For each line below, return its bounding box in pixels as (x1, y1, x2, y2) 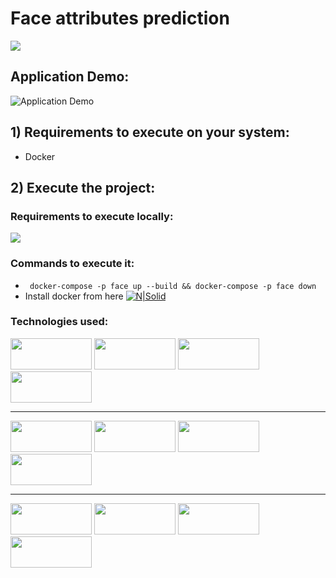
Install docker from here (24, 290, 124, 302)
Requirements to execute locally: (10, 209, 174, 223)
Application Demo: (10, 68, 130, 86)
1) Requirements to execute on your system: (10, 124, 290, 141)
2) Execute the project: (10, 179, 156, 196)
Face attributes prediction (10, 7, 230, 30)
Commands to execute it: (10, 257, 135, 271)
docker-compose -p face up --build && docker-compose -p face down (29, 281, 317, 291)
